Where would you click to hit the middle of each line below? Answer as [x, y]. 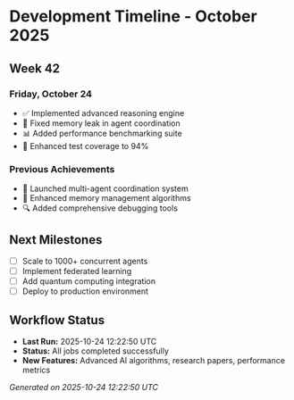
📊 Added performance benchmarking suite [102, 133]
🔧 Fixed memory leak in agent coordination [101, 123]
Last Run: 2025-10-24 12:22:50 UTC [89, 342]
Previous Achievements [62, 169]
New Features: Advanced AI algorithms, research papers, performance [154, 361]
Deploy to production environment [85, 291]
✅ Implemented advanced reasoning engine [103, 112]
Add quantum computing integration [89, 281]
